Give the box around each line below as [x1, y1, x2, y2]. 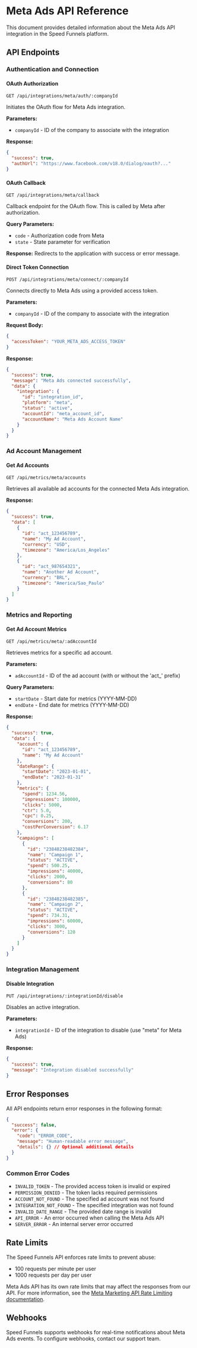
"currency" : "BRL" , [21, 574, 70, 580]
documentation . [6, 1295, 45, 1303]
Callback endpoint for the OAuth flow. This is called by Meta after [6, 203, 166, 210]
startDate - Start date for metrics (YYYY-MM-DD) [14, 695, 138, 702]
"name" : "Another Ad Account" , [21, 569, 100, 575]
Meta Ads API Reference [6, 4, 129, 18]
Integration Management [6, 965, 80, 973]
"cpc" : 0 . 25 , [21, 813, 55, 819]
